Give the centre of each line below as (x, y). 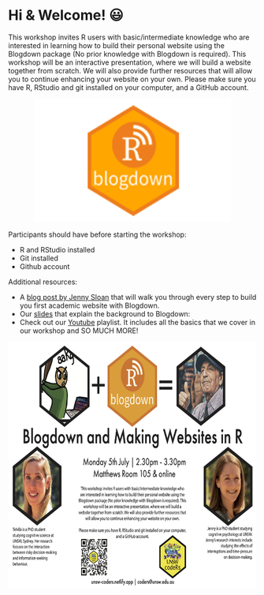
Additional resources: (43, 282)
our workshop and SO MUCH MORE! (79, 331)
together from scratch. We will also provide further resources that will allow (130, 70)
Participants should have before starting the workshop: (97, 234)
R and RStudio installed (57, 249)
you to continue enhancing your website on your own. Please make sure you (132, 79)
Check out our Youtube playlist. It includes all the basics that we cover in (138, 322)
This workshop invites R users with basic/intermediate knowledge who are (129, 37)
